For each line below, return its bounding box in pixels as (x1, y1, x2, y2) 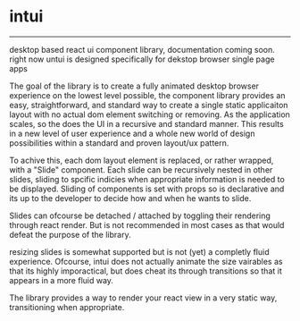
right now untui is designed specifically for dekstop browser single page (9, 54, 275, 64)
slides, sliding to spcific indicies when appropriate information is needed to (9, 173, 286, 184)
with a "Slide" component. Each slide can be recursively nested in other (9, 164, 273, 175)
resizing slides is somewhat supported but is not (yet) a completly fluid (9, 246, 270, 257)
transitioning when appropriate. (9, 301, 125, 312)
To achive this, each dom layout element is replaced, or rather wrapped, (9, 155, 274, 165)
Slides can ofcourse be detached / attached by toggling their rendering (9, 210, 271, 221)
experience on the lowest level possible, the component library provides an (9, 89, 286, 100)
